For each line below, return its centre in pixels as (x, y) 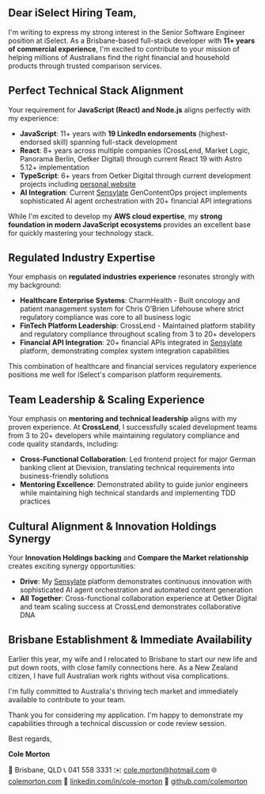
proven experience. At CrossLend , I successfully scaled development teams (132, 427)
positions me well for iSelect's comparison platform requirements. (115, 374)
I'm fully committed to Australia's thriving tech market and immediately (123, 691)
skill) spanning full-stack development (115, 142)
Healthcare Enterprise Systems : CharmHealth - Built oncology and (130, 301)
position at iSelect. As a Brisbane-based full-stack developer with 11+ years (132, 40)
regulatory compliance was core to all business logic (105, 317)
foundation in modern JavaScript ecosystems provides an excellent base (130, 224)
